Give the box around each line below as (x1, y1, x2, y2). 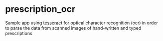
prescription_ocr (5, 3, 76, 15)
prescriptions (5, 30, 32, 36)
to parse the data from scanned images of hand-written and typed (5, 25, 142, 31)
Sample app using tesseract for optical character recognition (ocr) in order (5, 20, 158, 26)
